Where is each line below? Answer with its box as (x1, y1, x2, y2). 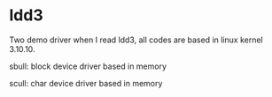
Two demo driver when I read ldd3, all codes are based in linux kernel (9, 34, 263, 45)
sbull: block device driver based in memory (9, 61, 167, 71)
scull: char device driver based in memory (9, 78, 163, 88)
